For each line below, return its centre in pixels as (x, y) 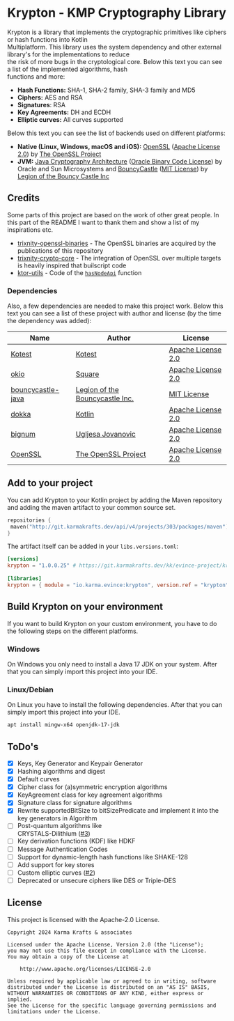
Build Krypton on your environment (85, 607)
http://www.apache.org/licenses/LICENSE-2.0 (85, 969)
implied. (20, 999)
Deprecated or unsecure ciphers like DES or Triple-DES (96, 880)
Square (87, 374)
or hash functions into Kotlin (48, 39)
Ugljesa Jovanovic (106, 435)
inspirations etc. (30, 229)
